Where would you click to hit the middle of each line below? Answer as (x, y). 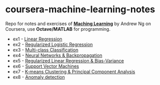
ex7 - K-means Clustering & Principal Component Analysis (74, 71)
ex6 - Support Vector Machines (46, 66)
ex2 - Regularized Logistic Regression (53, 44)
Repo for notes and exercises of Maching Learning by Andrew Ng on (78, 24)
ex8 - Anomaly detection (39, 77)
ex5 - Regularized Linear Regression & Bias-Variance (68, 60)
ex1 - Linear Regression (37, 39)
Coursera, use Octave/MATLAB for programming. (58, 29)
